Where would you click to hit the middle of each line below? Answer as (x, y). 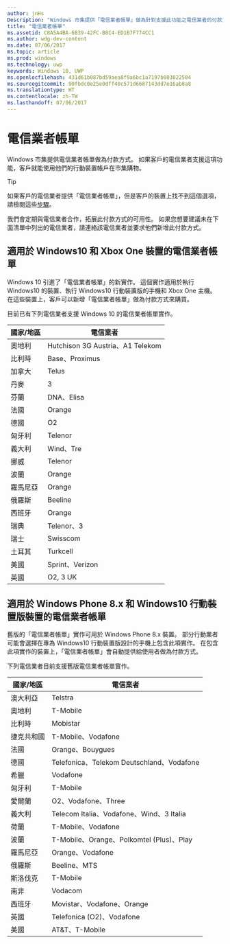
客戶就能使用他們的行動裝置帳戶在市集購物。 (82, 168)
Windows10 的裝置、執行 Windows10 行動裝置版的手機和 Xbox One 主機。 (112, 290)
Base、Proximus (74, 358)
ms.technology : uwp (35, 65)
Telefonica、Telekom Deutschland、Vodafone (126, 763)
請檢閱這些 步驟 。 (31, 204)
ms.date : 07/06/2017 (37, 45)
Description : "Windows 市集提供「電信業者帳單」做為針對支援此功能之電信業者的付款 (115, 20)
